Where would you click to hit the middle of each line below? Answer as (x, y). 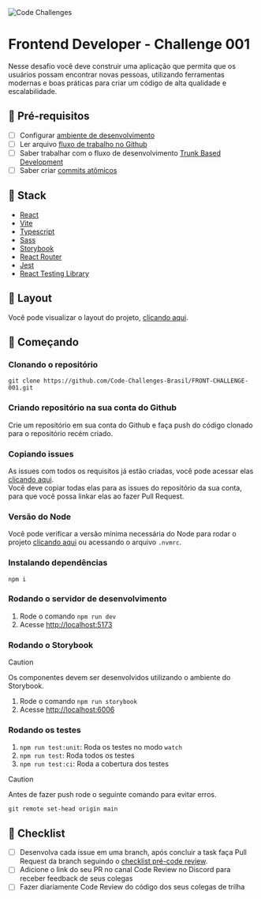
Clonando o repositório (53, 364)
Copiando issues (41, 453)
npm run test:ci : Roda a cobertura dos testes (94, 764)
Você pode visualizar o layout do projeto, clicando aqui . (98, 317)
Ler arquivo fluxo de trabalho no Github (83, 144)
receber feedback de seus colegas (76, 878)
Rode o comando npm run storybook (78, 702)
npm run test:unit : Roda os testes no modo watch (101, 747)
